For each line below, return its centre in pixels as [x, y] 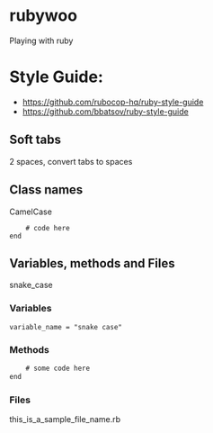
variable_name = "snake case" [66, 327]
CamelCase [31, 212]
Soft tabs [35, 140]
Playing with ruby [41, 41]
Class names [46, 190]
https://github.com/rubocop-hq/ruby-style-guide [113, 102]
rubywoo [44, 16]
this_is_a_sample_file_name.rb [65, 419]
